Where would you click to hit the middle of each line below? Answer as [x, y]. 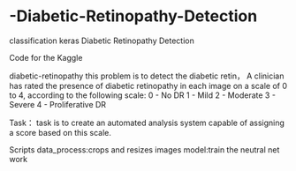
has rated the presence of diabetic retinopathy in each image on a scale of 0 [148, 85]
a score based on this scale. [61, 132]
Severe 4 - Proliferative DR [58, 104]
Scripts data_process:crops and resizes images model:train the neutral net [144, 149]
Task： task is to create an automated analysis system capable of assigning [147, 123]
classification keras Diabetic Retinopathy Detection [102, 41]
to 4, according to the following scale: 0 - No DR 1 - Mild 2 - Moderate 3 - [143, 95]
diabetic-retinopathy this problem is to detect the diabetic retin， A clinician [147, 76]
